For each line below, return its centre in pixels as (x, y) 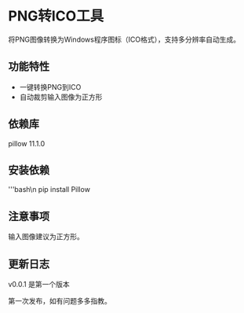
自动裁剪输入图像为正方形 (61, 97)
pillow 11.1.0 (27, 143)
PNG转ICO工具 (56, 16)
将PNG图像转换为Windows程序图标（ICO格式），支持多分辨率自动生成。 (124, 39)
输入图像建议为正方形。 (46, 237)
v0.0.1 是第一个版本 (39, 284)
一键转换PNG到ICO (50, 87)
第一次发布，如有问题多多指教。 (60, 301)
